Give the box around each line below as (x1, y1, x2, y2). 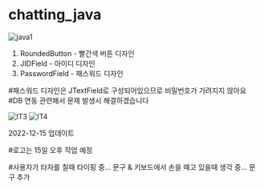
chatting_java (8, 6, 102, 24)
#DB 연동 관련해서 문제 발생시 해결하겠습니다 (8, 95, 149, 105)
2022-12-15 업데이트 (8, 128, 75, 138)
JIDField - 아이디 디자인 (19, 58, 95, 68)
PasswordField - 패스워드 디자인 (19, 68, 124, 78)
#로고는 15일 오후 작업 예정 (8, 145, 93, 155)
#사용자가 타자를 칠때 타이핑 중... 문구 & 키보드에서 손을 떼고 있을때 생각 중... (8, 162, 247, 171)
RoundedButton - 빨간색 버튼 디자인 (19, 48, 135, 58)
